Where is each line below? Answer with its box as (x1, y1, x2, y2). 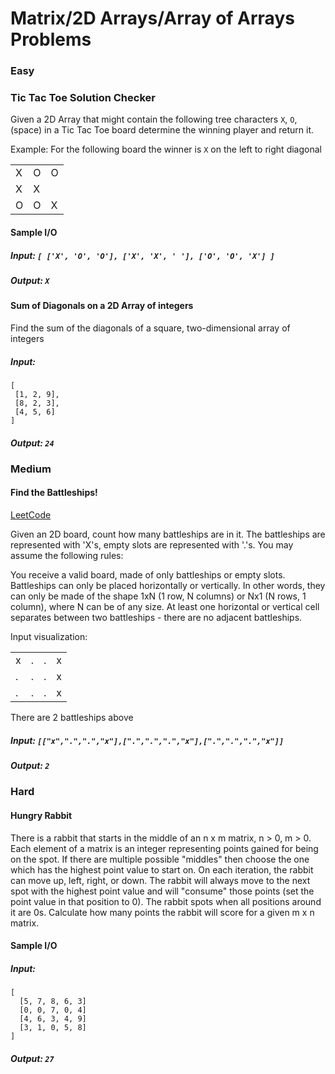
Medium (10, 462, 52, 476)
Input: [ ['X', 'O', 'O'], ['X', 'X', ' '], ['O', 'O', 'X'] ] (10, 249, 275, 261)
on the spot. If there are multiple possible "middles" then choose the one (10, 853, 310, 865)
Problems (10, 28, 92, 51)
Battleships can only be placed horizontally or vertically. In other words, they (10, 580, 326, 592)
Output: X (10, 274, 50, 286)
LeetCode (10, 509, 52, 521)
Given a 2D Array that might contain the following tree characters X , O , (10, 113, 298, 126)
